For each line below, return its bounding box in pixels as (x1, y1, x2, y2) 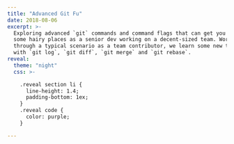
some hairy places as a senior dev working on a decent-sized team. (13, 36, 217, 43)
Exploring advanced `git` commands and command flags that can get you (13, 29, 226, 37)
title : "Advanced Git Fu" (7, 10, 82, 17)
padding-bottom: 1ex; (25, 94, 89, 101)
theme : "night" (13, 62, 58, 69)
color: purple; (25, 113, 70, 120)
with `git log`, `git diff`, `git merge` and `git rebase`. (13, 49, 192, 56)
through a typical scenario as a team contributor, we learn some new (13, 42, 223, 49)
